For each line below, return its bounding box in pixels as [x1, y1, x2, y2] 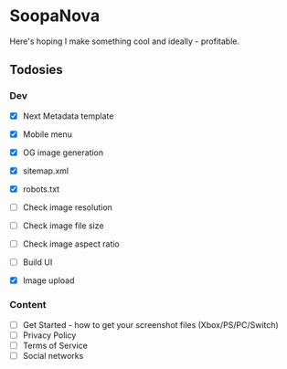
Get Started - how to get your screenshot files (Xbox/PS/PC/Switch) [22, 319, 279, 330]
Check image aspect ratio [22, 238, 121, 249]
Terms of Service [22, 340, 89, 351]
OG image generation [22, 147, 104, 158]
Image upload [22, 275, 75, 286]
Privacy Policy [22, 330, 77, 341]
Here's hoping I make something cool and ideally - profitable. [9, 36, 240, 47]
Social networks [22, 350, 84, 361]
